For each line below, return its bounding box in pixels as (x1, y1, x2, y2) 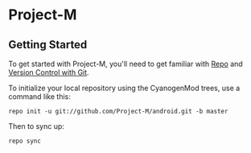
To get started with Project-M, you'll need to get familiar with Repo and (8, 59, 243, 68)
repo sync (8, 137, 42, 145)
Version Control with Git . (8, 68, 90, 77)
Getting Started (8, 38, 88, 52)
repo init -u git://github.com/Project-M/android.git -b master (8, 107, 228, 115)
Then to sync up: (8, 122, 64, 130)
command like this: (8, 92, 71, 101)
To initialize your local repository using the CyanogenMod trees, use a (8, 83, 241, 93)
